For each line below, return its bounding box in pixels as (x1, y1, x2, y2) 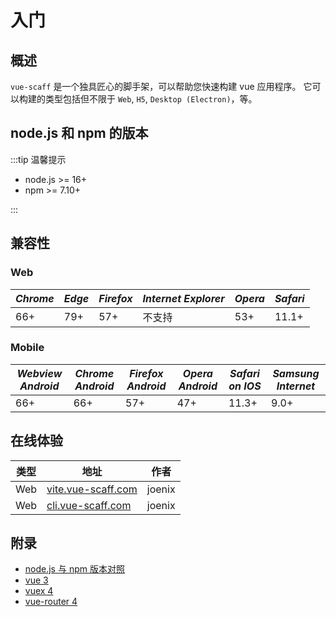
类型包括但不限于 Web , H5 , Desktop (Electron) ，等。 (44, 93, 258, 105)
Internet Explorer (142, 291, 225, 305)
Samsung (272, 366, 320, 380)
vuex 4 (24, 585, 54, 597)
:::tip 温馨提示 (10, 153, 67, 165)
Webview (16, 366, 63, 380)
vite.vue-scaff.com (46, 482, 138, 496)
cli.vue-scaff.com (46, 498, 132, 512)
